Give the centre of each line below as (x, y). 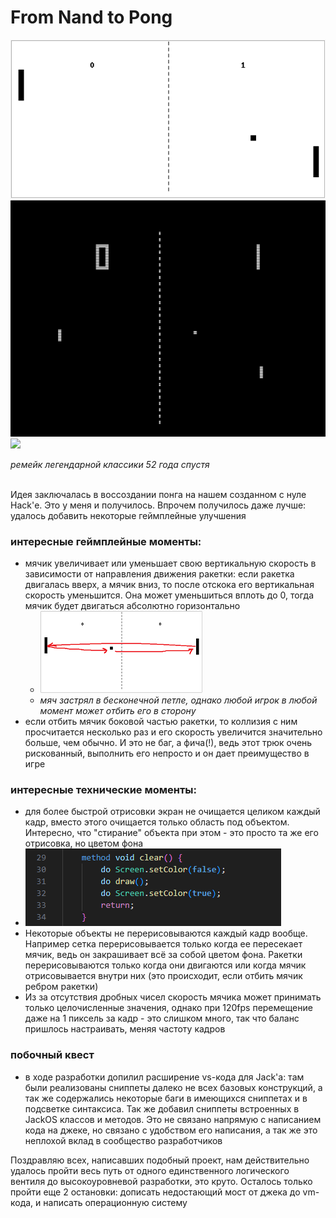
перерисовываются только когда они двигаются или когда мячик (165, 965)
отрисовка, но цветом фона (84, 843)
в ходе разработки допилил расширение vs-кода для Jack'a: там (164, 1077)
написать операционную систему (115, 1202)
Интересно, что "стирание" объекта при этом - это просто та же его (171, 833)
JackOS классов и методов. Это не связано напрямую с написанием (173, 1119)
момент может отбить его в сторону (118, 710)
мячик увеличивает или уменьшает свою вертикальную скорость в (170, 563)
